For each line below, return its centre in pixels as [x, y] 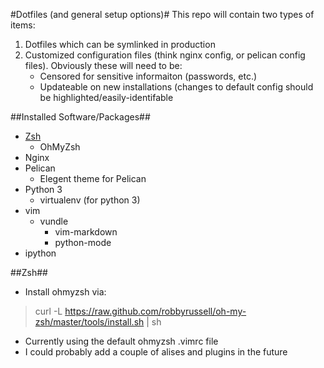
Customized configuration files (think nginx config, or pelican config [165, 55]
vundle [54, 221]
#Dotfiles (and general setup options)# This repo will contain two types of [162, 14]
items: [23, 25]
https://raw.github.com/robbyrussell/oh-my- [155, 311]
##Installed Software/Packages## [80, 117]
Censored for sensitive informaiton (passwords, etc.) [148, 76]
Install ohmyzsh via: [65, 292]
